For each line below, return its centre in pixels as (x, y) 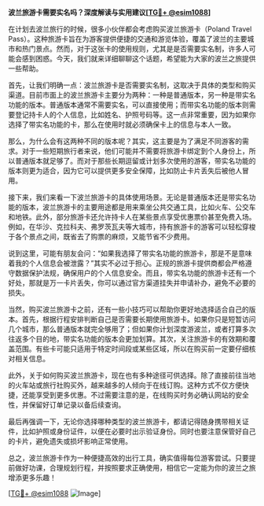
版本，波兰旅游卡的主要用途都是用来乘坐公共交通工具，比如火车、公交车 (139, 207)
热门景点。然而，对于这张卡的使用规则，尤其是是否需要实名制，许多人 (135, 49)
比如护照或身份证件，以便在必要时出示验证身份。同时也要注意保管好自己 (139, 431)
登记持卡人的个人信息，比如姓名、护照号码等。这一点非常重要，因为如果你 (135, 114)
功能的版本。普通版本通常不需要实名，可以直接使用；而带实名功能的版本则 (128, 105)
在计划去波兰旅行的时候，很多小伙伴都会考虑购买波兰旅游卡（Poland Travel (130, 29)
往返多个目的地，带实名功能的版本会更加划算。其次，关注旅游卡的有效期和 (128, 339)
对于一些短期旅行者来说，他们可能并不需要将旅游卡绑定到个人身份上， (135, 151)
